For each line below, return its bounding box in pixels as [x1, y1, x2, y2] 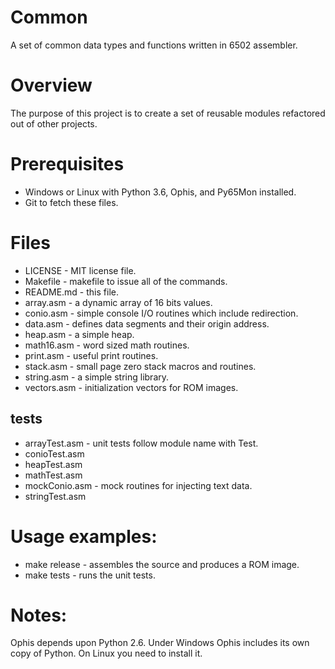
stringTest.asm [24, 490, 87, 502]
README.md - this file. [24, 286, 119, 298]
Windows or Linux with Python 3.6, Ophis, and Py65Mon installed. [24, 186, 297, 198]
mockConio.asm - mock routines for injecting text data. [24, 479, 253, 491]
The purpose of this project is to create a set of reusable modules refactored [10, 107, 326, 119]
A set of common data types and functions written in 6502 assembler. [10, 39, 298, 51]
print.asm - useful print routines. [24, 349, 159, 361]
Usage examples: [10, 525, 158, 548]
